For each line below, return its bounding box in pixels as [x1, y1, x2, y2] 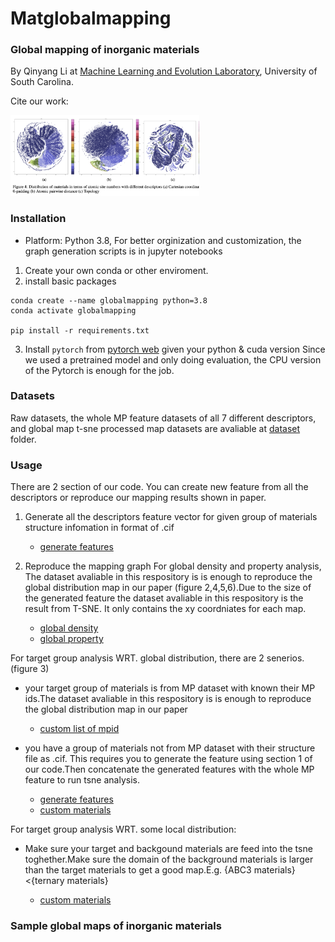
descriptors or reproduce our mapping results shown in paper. [10, 492, 267, 504]
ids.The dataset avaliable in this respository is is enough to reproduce [24, 693, 312, 705]
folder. [10, 433, 37, 445]
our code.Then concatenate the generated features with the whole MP [24, 763, 315, 776]
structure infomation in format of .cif [24, 522, 175, 534]
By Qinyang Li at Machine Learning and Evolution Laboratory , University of [10, 65, 318, 77]
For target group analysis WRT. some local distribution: [10, 823, 237, 836]
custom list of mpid [39, 723, 120, 735]
